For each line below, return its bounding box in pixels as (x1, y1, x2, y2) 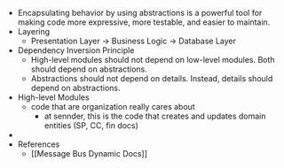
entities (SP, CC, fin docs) (43, 120, 139, 131)
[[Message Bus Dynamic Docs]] (30, 149, 148, 158)
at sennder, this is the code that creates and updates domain (43, 111, 266, 121)
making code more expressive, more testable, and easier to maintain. (17, 17, 271, 27)
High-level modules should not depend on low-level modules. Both (30, 55, 275, 65)
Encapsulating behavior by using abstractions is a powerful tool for (17, 8, 263, 18)
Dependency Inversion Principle (17, 45, 135, 56)
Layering (17, 27, 51, 36)
